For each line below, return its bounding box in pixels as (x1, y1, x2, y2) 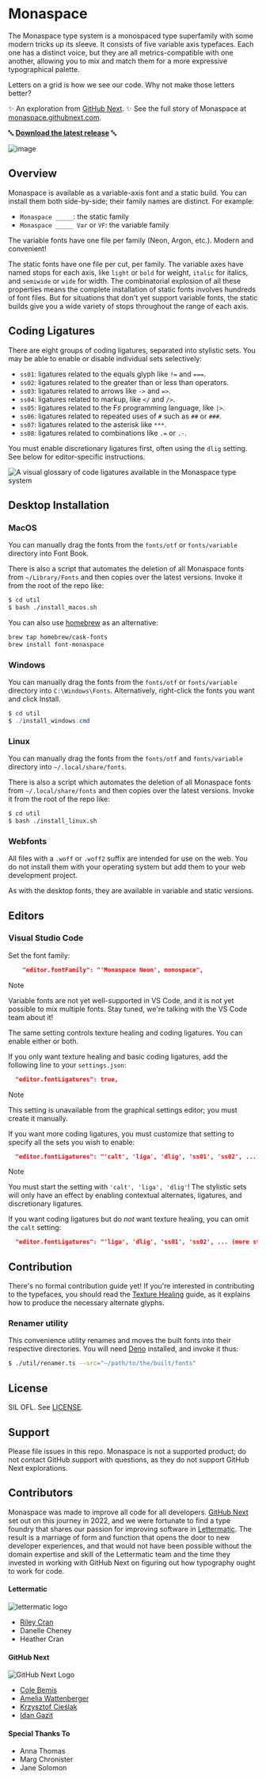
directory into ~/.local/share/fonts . (8, 762, 127, 772)
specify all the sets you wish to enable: (8, 1137, 135, 1147)
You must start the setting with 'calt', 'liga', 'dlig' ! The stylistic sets (8, 1182, 247, 1192)
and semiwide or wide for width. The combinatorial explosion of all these (8, 276, 241, 285)
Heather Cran (19, 1634, 65, 1643)
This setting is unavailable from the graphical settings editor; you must (8, 1105, 237, 1114)
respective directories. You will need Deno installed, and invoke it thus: (8, 1344, 239, 1353)
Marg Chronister (19, 1754, 74, 1764)
